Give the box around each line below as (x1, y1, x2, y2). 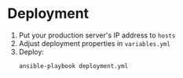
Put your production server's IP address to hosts (18, 30, 176, 40)
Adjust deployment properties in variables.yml (18, 38, 170, 48)
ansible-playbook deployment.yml (18, 62, 129, 70)
